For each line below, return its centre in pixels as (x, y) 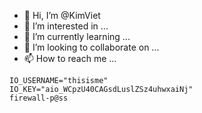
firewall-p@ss (39, 98)
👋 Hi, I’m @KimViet (62, 15)
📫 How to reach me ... (70, 58)
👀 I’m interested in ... (66, 26)
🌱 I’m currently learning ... (77, 36)
